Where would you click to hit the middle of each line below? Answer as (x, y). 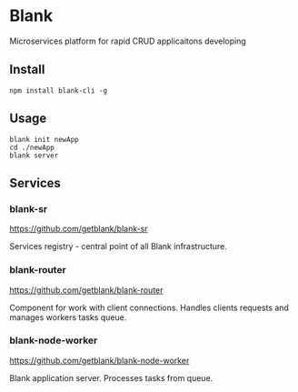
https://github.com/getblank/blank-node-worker (99, 360)
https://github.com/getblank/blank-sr (79, 229)
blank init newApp (44, 139)
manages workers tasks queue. (68, 317)
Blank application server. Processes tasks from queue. (111, 377)
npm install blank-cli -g (58, 90)
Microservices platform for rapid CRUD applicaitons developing (128, 41)
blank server (34, 156)
